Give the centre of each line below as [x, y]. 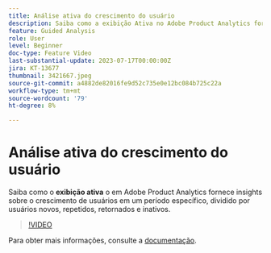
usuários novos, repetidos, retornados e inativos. [90, 209]
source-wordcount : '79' [48, 98]
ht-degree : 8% [32, 106]
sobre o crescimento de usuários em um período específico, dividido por [129, 201]
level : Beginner [35, 46]
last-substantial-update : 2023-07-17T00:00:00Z [90, 61]
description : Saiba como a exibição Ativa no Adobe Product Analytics [129, 23]
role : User [27, 38]
